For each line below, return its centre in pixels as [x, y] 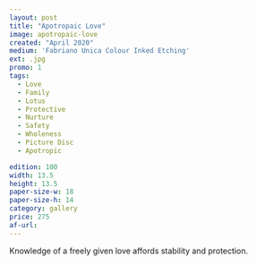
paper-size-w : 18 [42, 192]
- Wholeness [40, 134]
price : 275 [30, 217]
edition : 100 [34, 167]
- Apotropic [40, 150]
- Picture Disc [46, 142]
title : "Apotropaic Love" [57, 26]
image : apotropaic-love [54, 34]
